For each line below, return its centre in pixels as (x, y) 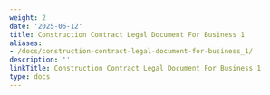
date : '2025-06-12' (46, 26)
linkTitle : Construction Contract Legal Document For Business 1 (135, 69)
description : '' (40, 60)
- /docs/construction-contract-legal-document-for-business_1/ (131, 52)
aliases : (26, 43)
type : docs (30, 77)
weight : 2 (28, 18)
